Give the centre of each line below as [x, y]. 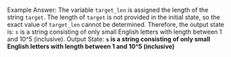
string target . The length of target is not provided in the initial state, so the [114, 17]
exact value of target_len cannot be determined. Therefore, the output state [116, 24]
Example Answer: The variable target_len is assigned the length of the [108, 10]
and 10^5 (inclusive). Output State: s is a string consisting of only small [109, 39]
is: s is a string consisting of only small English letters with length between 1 [115, 32]
